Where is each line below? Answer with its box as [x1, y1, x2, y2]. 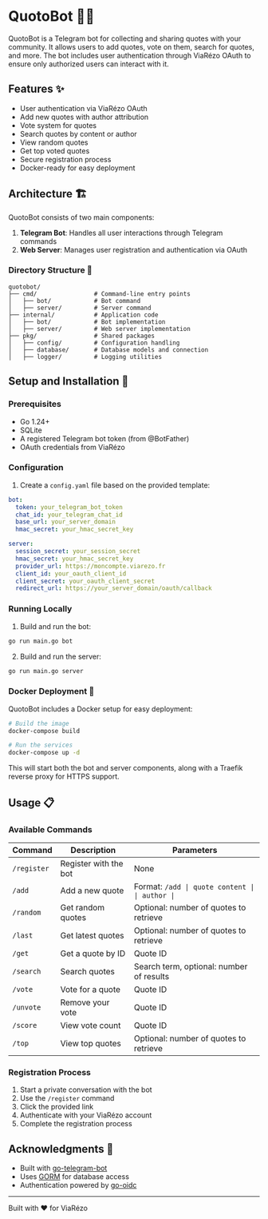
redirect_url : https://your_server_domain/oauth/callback [15, 584, 213, 592]
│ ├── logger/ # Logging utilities [8, 353, 162, 361]
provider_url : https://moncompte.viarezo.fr [15, 562, 166, 570]
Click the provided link [19, 1102, 94, 1112]
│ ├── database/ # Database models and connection [8, 345, 209, 354]
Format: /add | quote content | [133, 881, 255, 892]
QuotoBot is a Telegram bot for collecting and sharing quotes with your [8, 34, 242, 43]
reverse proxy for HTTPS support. [8, 771, 120, 782]
